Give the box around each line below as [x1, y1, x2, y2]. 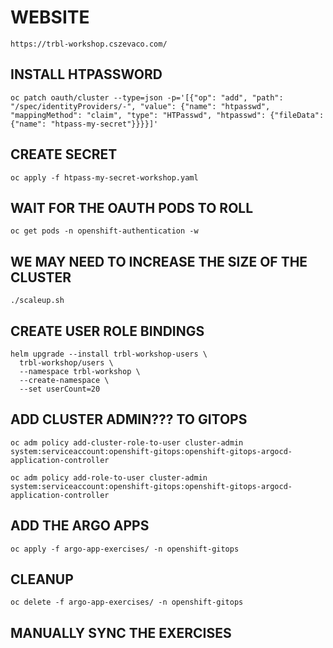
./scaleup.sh [10, 296, 65, 306]
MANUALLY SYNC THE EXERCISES [10, 624, 232, 641]
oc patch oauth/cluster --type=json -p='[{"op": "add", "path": [10, 92, 284, 103]
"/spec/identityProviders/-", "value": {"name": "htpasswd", [10, 101, 271, 111]
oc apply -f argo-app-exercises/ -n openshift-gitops [10, 544, 240, 554]
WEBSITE [10, 6, 90, 29]
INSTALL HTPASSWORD [10, 66, 163, 83]
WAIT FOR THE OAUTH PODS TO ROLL [10, 199, 254, 216]
